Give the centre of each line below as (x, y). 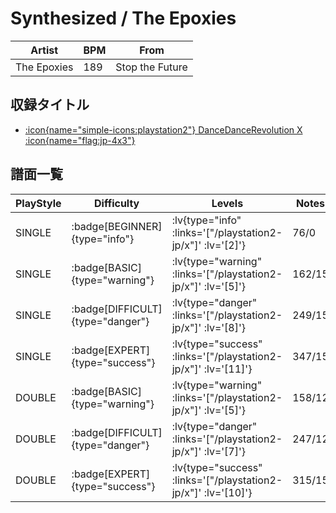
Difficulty (117, 203)
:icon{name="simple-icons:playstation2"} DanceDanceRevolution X (163, 129)
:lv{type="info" (206, 220)
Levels (227, 203)
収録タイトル (50, 105)
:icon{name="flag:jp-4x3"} (80, 140)
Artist (44, 50)
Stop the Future (151, 67)
